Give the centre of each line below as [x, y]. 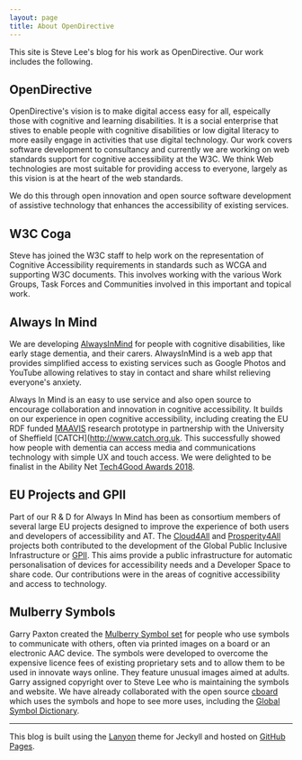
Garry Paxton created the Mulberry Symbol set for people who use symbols [150, 634]
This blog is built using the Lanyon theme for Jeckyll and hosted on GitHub [147, 737]
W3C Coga [40, 234]
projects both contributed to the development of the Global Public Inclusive [148, 545]
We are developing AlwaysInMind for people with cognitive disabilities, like [147, 343]
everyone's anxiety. [46, 382]
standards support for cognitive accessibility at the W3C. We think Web [142, 160]
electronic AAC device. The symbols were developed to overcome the [139, 653]
